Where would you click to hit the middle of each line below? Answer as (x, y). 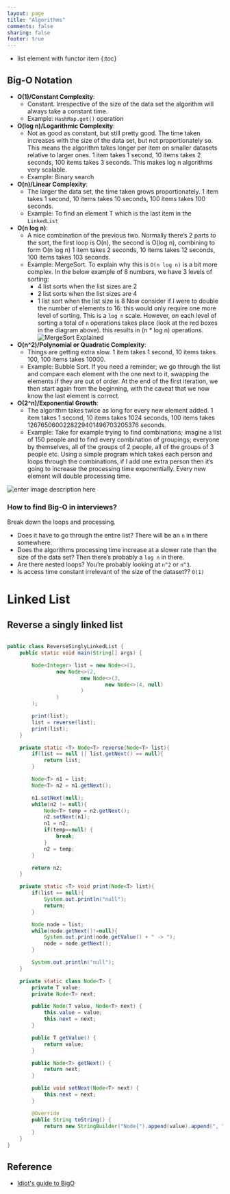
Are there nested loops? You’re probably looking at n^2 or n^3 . (104, 564)
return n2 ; (47, 868)
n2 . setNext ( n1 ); (67, 817)
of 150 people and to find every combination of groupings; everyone (123, 439)
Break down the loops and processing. (62, 522)
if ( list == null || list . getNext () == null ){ (98, 754)
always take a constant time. (67, 111)
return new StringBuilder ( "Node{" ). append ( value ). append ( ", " (134, 1126)
